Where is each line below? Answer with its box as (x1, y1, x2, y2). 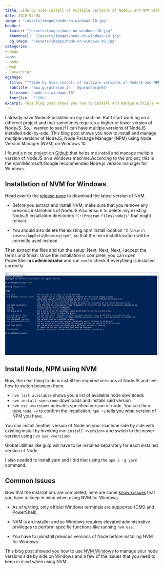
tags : (5, 54, 16, 59)
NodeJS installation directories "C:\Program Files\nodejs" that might (12, 213, 151, 219)
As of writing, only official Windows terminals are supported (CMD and (12, 504, 155, 510)
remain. (12, 218, 28, 224)
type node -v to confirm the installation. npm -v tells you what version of (12, 408, 156, 414)
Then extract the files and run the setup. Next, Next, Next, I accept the (5, 247, 146, 253)
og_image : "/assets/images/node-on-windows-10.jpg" (9, 39, 117, 44)
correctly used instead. (12, 238, 59, 244)
